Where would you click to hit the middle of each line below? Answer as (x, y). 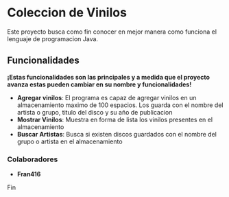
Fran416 (29, 174)
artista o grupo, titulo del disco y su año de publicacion (95, 112)
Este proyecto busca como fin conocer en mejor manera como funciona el (112, 32)
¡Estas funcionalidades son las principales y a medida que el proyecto (109, 77)
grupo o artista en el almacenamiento (70, 141)
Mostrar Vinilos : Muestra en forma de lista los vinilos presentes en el (115, 119)
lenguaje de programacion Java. (52, 38)
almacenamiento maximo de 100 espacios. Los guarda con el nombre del (120, 105)
